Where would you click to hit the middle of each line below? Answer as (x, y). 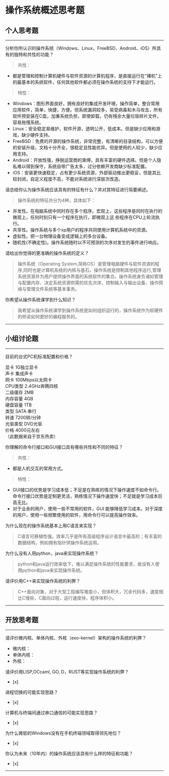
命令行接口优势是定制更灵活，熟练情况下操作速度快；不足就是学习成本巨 (87, 496)
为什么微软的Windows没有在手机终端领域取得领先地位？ (63, 733)
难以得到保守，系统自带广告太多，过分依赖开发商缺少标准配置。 (83, 166)
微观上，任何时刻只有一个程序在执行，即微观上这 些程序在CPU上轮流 (84, 217)
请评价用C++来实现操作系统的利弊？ (43, 581)
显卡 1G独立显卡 (22, 367)
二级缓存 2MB (20, 392)
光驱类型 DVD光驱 (24, 423)
